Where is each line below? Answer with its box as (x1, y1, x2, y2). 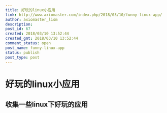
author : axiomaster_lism (5, 17, 58, 22)
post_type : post (5, 54, 40, 60)
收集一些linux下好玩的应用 (5, 100, 88, 108)
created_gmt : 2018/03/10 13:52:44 (5, 36, 79, 41)
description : (5, 21, 33, 27)
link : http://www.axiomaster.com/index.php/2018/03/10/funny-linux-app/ (5, 12, 162, 17)
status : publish (5, 50, 40, 55)
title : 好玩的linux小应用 (5, 7, 56, 13)
